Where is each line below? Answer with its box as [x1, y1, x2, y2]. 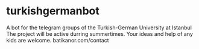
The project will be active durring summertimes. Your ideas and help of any [6, 30, 193, 37]
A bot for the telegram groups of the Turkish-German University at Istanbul [6, 24, 192, 31]
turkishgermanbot [6, 4, 99, 18]
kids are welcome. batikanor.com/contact [6, 36, 110, 44]
